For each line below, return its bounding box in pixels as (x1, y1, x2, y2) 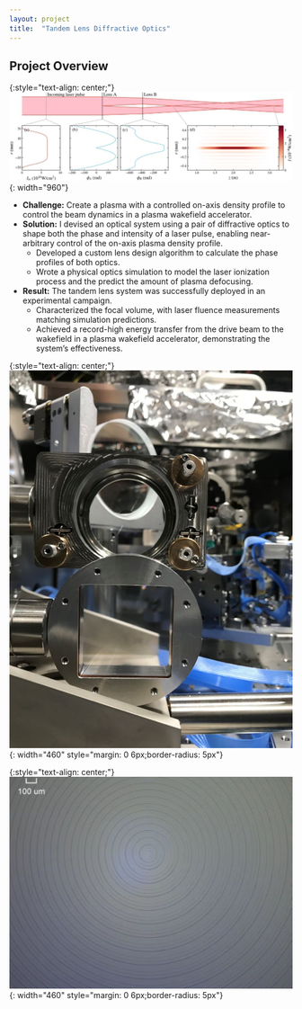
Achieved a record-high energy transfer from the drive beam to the (35, 324, 285, 335)
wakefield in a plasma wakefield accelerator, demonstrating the (35, 334, 271, 344)
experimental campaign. (22, 295, 112, 306)
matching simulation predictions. (35, 315, 157, 326)
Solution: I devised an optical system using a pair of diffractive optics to (22, 219, 290, 229)
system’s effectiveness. (35, 343, 123, 354)
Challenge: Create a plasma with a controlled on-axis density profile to (22, 200, 286, 210)
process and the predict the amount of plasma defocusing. (35, 276, 253, 287)
